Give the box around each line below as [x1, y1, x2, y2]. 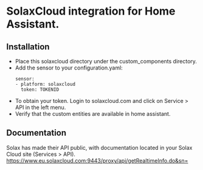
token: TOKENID [21, 87, 60, 93]
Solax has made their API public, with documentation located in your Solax [6, 144, 193, 151]
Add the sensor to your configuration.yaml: [15, 64, 123, 71]
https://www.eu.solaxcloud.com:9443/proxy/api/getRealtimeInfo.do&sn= [6, 157, 188, 164]
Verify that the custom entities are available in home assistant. [15, 110, 171, 117]
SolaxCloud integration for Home [6, 4, 176, 18]
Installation [6, 41, 50, 52]
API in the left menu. [15, 104, 66, 111]
